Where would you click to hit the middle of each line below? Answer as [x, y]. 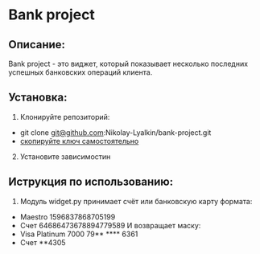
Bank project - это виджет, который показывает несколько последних [128, 63]
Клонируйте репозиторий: [65, 117]
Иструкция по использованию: [91, 182]
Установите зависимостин [65, 156]
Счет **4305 [43, 242]
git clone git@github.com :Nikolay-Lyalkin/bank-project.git [116, 132]
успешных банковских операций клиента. [80, 72]
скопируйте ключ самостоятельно [79, 141]
